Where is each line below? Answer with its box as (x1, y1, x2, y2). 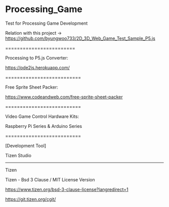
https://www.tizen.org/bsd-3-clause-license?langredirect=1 (5, 186, 129, 192)
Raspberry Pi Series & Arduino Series (5, 123, 82, 129)
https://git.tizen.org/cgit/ (5, 196, 56, 202)
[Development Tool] (5, 143, 46, 149)
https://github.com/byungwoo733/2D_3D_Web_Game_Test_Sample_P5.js (5, 35, 155, 41)
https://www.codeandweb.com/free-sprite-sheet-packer (5, 94, 123, 100)
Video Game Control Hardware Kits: (5, 113, 79, 119)
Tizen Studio (5, 152, 32, 158)
